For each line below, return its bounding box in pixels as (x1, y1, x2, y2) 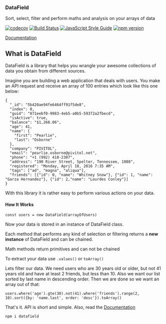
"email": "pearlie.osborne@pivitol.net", (9, 151, 97, 156)
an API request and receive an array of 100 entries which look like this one (5, 83, 158, 89)
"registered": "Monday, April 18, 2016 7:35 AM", (9, 164, 115, 169)
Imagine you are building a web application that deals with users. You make (5, 78, 160, 84)
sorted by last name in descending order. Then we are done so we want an (5, 276, 159, 282)
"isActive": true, (9, 116, 48, 121)
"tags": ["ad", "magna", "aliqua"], (9, 168, 86, 173)
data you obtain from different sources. (5, 68, 86, 74)
